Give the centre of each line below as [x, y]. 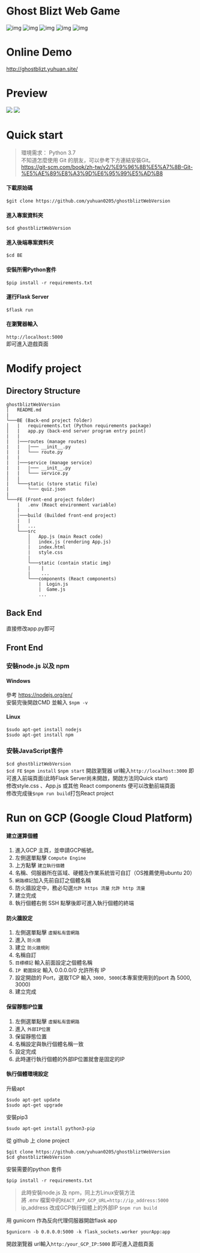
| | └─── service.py [37, 473]
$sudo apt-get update [33, 1100]
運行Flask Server [28, 297]
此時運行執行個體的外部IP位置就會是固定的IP [70, 1059]
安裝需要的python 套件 [34, 1169]
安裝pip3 [17, 1117]
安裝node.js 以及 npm [38, 666]
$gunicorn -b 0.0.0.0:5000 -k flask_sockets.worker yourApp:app [88, 1232]
